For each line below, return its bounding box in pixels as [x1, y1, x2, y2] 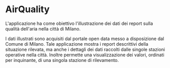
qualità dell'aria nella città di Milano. [5, 25, 81, 31]
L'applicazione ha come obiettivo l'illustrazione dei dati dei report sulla [5, 20, 153, 26]
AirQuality [5, 4, 50, 15]
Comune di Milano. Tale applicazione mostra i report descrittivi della [5, 41, 149, 47]
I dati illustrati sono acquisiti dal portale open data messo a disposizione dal [5, 36, 164, 42]
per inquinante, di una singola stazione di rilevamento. [5, 57, 119, 63]
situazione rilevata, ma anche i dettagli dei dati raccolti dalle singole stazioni [5, 46, 165, 52]
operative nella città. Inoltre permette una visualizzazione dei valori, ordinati [5, 52, 164, 58]
